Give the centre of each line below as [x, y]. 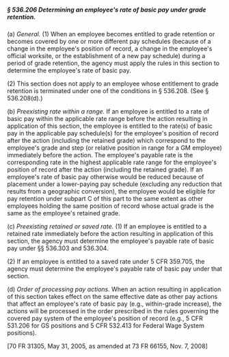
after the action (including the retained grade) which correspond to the [107, 140]
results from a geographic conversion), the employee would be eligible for [111, 191]
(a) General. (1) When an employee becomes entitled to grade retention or [111, 34]
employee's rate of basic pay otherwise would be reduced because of [106, 176]
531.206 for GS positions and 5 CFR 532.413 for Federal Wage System [106, 326]
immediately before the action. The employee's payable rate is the [100, 155]
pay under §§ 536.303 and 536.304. [58, 248]
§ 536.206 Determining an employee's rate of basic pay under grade [107, 10]
